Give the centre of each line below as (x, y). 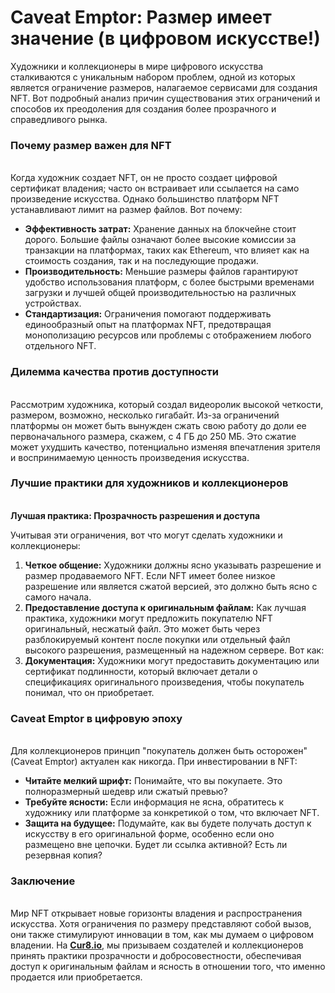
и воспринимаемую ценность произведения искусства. (130, 457)
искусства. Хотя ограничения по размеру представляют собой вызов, (161, 924)
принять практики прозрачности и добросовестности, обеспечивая (156, 956)
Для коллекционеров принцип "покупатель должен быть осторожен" (159, 751)
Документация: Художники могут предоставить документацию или (172, 660)
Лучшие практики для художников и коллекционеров (149, 483)
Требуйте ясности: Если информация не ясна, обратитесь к (154, 802)
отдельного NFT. (60, 346)
